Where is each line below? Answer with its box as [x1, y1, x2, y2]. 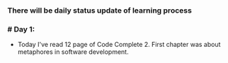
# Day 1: [7, 24, 35, 34]
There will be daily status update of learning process [7, 6, 193, 15]
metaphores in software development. [17, 48, 129, 56]
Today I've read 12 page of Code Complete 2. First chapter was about [17, 41, 221, 49]
